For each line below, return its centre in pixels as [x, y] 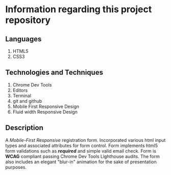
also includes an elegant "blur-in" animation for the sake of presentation [81, 162]
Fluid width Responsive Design [45, 112]
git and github [27, 101]
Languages [23, 39]
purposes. [16, 167]
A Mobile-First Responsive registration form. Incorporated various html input [86, 140]
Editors [20, 90]
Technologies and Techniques [54, 72]
